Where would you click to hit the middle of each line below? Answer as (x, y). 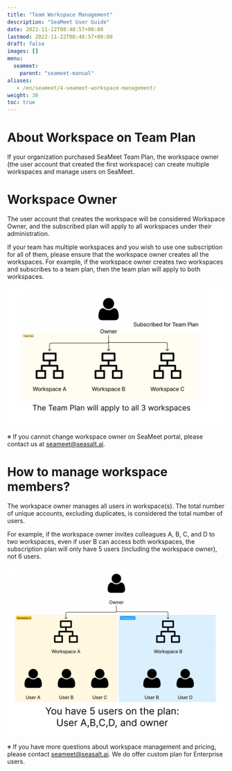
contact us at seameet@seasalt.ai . (56, 443)
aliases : (20, 81)
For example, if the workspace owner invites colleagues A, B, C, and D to (111, 534)
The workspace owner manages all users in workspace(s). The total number (116, 506)
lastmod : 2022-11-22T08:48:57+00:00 (60, 37)
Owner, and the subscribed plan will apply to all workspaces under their (109, 226)
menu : (15, 59)
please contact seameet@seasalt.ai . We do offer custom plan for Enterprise (115, 754)
